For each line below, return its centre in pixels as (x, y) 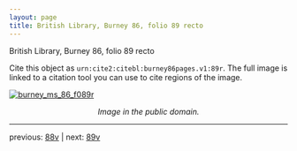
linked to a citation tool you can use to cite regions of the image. (126, 77)
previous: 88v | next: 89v (55, 137)
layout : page (33, 17)
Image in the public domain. (148, 111)
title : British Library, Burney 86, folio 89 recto (106, 26)
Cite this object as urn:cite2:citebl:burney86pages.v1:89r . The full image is (148, 68)
